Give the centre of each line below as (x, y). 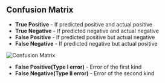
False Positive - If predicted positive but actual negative (85, 37)
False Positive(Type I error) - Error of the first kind (78, 67)
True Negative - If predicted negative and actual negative (87, 31)
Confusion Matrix (40, 10)
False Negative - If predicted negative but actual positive (86, 43)
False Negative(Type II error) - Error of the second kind (85, 73)
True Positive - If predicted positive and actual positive (84, 24)
